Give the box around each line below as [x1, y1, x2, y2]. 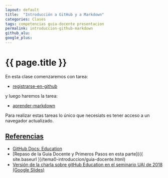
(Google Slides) [12, 166, 45, 173]
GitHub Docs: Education [12, 145, 63, 151]
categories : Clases [5, 17, 46, 22]
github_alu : [5, 31, 30, 36]
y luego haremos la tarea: [5, 93, 58, 99]
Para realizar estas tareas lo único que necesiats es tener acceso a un [5, 112, 150, 118]
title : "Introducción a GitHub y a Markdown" [5, 12, 104, 17]
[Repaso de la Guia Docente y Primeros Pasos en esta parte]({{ [12, 151, 143, 157]
